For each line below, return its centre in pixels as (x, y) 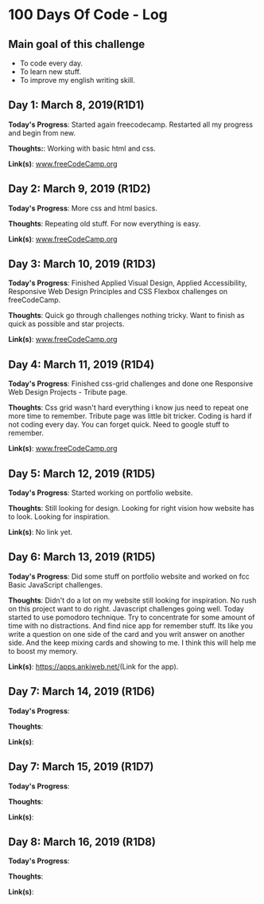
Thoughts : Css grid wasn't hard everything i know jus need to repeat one (128, 407)
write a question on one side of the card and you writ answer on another (126, 634)
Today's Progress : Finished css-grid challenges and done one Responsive (131, 383)
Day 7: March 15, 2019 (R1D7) (81, 767)
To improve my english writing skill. (77, 80)
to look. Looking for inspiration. (59, 517)
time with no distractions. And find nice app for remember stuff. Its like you (130, 625)
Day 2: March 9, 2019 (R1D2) (80, 189)
